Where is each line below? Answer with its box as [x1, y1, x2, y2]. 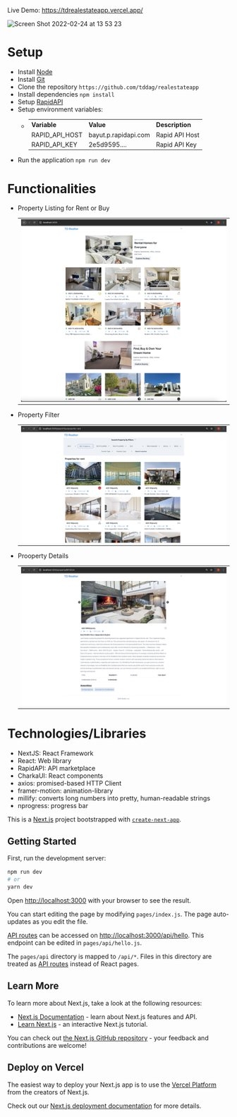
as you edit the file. [32, 917, 88, 926]
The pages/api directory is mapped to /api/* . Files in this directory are [7, 952, 212, 960]
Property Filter [17, 410, 60, 419]
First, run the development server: [7, 854, 107, 862]
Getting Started [7, 835, 77, 847]
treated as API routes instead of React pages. [7, 960, 139, 968]
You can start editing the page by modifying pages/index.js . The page [7, 910, 212, 918]
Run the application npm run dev [17, 156, 111, 164]
